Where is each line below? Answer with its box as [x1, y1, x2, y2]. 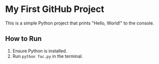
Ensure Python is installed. [12, 47, 67, 53]
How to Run [5, 34, 42, 43]
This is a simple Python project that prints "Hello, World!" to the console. [5, 20, 154, 26]
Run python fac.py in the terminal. [12, 53, 83, 59]
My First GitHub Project [5, 3, 104, 15]
